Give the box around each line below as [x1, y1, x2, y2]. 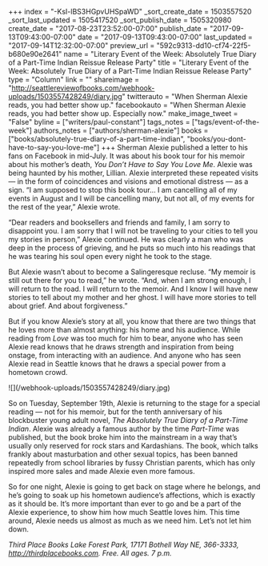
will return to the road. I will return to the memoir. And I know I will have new [8, 284, 258, 293]
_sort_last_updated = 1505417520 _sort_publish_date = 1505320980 [8, 15, 232, 25]
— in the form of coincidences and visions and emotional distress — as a [8, 177, 249, 186]
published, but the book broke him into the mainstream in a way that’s [8, 432, 238, 442]
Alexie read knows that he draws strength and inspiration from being [8, 342, 234, 351]
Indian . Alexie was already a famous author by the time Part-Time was [8, 424, 240, 433]
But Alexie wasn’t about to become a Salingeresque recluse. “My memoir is [8, 267, 256, 277]
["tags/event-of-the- [191, 118, 260, 126]
